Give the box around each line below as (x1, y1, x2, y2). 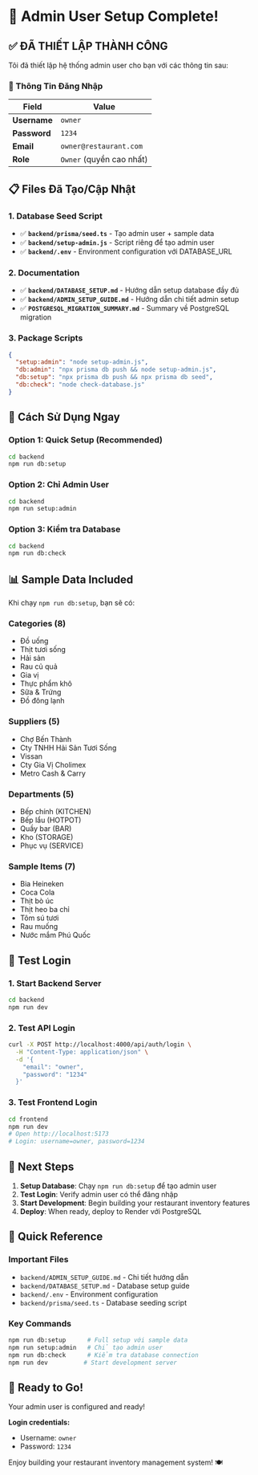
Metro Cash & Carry (19, 768, 87, 778)
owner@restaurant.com (60, 142, 143, 151)
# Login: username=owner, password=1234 (8, 1138, 146, 1146)
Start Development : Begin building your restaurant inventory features (19, 1198, 251, 1208)
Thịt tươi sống (19, 645, 67, 654)
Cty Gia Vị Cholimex (19, 760, 87, 769)
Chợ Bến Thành (19, 734, 72, 744)
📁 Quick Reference (8, 1230, 103, 1244)
